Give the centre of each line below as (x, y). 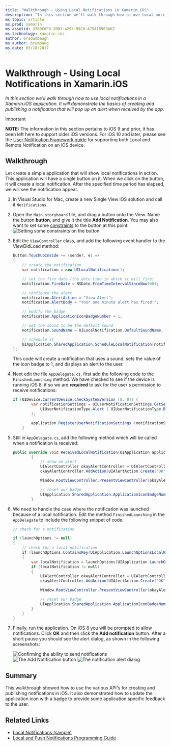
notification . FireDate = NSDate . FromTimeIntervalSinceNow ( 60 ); (91, 284)
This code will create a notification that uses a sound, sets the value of (87, 359)
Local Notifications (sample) (42, 732)
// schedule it (38, 340)
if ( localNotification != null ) (65, 567)
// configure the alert (47, 293)
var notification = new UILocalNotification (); (73, 270)
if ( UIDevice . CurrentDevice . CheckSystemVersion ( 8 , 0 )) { (75, 400)
